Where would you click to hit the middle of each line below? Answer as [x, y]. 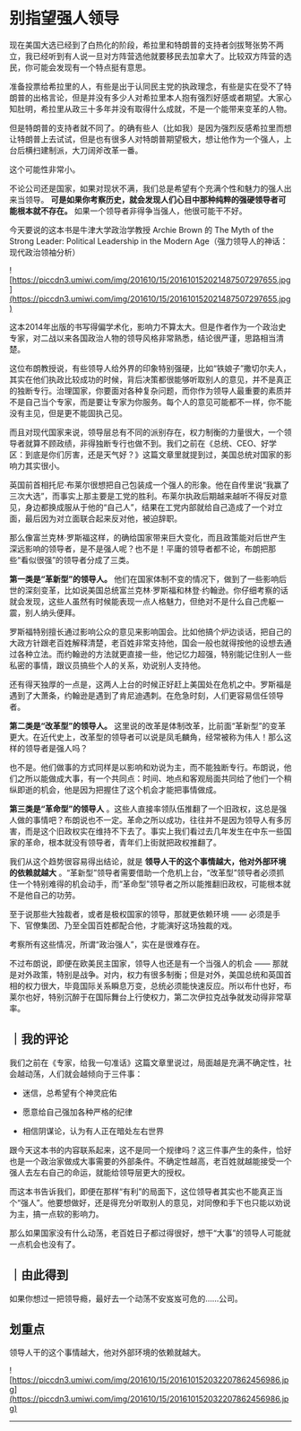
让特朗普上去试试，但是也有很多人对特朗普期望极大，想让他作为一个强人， [146, 139]
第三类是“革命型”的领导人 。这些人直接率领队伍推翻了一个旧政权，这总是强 [148, 809]
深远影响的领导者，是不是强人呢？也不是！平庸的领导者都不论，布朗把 [139, 549]
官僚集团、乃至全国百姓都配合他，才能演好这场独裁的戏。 [131, 925]
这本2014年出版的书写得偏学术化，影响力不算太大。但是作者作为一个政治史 [148, 326]
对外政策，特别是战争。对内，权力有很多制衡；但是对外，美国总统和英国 [150, 975]
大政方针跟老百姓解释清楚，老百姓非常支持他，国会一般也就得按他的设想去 [146, 643]
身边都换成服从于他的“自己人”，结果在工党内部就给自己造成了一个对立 [154, 507]
